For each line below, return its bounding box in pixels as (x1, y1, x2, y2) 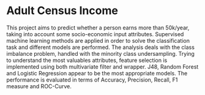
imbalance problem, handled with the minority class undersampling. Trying (6, 50, 195, 57)
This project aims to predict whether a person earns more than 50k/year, (6, 24, 190, 31)
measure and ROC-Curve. (6, 82, 72, 89)
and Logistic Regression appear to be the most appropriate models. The (6, 69, 188, 77)
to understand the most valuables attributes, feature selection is (6, 56, 168, 64)
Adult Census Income (6, 4, 118, 18)
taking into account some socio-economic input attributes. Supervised (6, 30, 184, 37)
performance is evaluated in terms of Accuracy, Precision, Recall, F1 (6, 76, 178, 83)
